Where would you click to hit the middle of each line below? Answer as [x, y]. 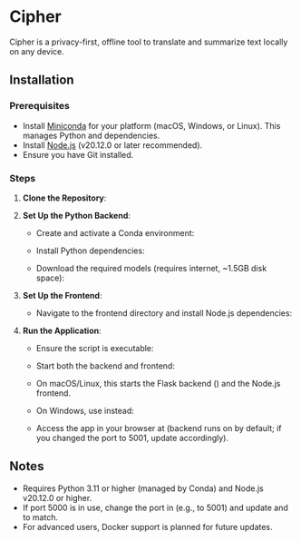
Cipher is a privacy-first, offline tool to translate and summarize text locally [149, 42]
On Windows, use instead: [85, 410]
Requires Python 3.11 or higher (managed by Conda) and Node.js [143, 488]
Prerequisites [39, 106]
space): [50, 278]
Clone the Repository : [64, 198]
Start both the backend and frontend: [105, 366]
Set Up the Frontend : [62, 295]
